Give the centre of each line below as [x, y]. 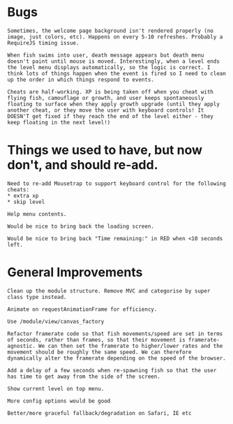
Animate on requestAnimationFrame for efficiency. [82, 309]
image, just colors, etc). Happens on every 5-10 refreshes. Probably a [115, 37]
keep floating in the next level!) [59, 122]
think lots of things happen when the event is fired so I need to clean [117, 73]
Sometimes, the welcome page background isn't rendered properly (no [111, 31]
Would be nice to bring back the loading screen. [81, 226]
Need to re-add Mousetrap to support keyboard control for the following [117, 183]
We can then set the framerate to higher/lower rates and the [130, 346]
